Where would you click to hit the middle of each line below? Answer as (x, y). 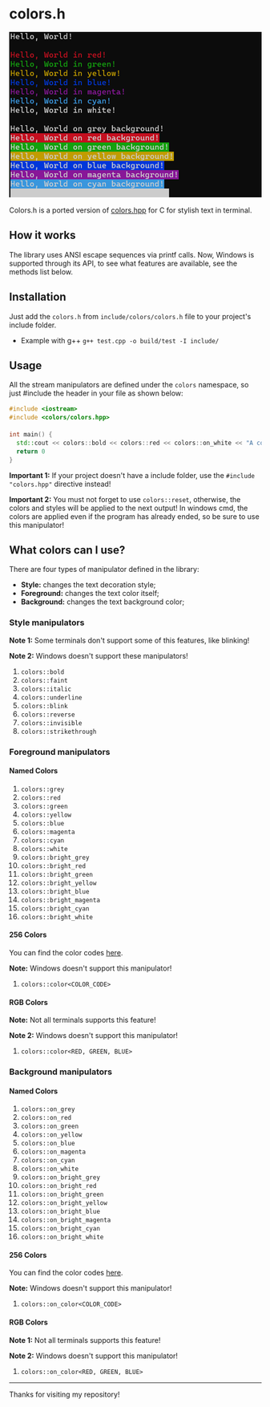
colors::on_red (46, 1118)
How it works (42, 235)
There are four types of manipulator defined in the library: (104, 570)
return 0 (31, 451)
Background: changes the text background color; (103, 602)
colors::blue (42, 823)
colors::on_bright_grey (60, 1178)
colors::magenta (48, 832)
